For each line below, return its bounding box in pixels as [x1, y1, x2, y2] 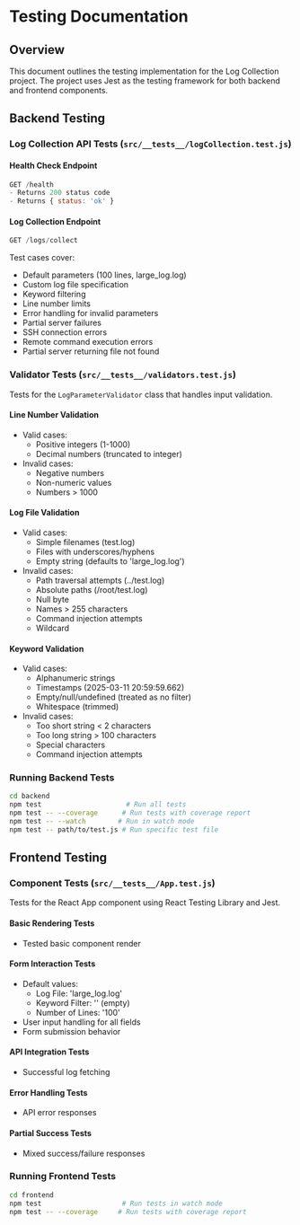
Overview [9, 42, 66, 57]
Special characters [35, 739, 106, 751]
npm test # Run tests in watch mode [9, 1199, 223, 1208]
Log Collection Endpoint [9, 216, 101, 226]
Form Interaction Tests [9, 958, 96, 969]
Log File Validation [9, 507, 80, 518]
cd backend [9, 792, 50, 801]
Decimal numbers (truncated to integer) [35, 448, 182, 459]
